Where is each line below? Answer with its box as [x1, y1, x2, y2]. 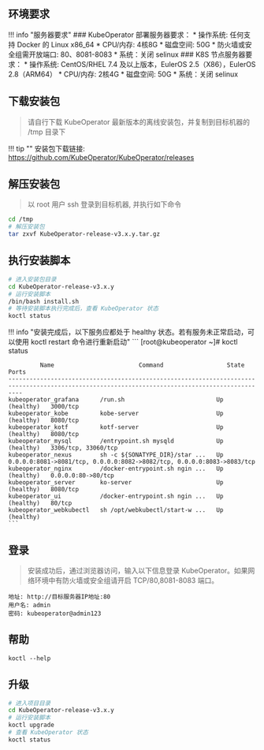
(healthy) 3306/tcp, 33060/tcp [8, 444, 118, 452]
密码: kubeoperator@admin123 [8, 610, 102, 618]
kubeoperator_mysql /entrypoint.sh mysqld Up [8, 437, 224, 446]
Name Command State [39, 361, 245, 369]
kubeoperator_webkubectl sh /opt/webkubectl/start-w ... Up [8, 506, 224, 514]
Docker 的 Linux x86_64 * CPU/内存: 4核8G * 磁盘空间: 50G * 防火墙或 [17, 39, 246, 49]
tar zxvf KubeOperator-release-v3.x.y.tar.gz [8, 230, 160, 238]
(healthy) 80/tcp [8, 499, 73, 507]
